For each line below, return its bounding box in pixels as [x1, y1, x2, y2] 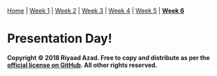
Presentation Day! [7, 31, 112, 46]
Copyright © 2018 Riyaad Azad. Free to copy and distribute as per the [7, 53, 210, 61]
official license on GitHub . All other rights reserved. [7, 61, 158, 69]
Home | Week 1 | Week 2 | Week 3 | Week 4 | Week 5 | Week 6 [7, 7, 185, 15]
